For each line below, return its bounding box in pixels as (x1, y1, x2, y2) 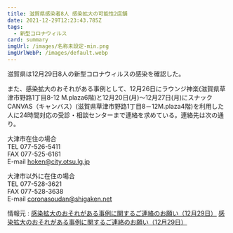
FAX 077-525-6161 (7, 149, 61, 158)
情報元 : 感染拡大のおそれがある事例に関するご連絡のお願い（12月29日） (7, 208, 218, 218)
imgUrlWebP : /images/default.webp (7, 50, 109, 57)
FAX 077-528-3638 (7, 187, 64, 195)
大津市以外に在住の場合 (7, 171, 75, 180)
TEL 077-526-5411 (7, 142, 61, 151)
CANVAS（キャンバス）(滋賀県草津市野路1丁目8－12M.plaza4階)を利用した (7, 102, 225, 110)
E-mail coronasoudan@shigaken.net (7, 194, 112, 203)
